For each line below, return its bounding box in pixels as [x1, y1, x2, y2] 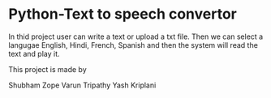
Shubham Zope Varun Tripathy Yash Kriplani [8, 80, 157, 90]
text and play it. [8, 49, 60, 58]
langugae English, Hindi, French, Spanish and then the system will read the [8, 40, 258, 49]
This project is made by [8, 64, 87, 74]
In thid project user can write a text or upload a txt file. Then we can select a [8, 32, 264, 41]
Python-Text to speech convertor [8, 5, 238, 23]
